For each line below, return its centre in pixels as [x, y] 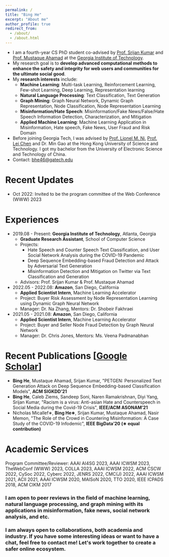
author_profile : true [28, 24]
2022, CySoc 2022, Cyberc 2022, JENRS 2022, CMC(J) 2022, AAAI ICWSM [84, 474]
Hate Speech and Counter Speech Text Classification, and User [94, 250]
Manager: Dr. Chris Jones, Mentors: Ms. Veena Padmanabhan [84, 336]
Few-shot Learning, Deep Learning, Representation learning [82, 90]
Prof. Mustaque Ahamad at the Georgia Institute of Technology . [78, 58]
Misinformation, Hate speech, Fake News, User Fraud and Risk [85, 127]
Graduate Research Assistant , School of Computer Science [82, 239]
